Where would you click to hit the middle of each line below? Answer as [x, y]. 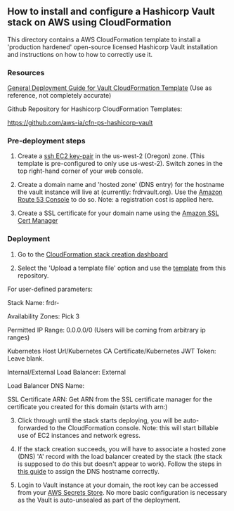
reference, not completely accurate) [59, 96]
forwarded [33, 427]
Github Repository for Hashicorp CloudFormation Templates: [95, 109]
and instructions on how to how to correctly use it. [80, 54]
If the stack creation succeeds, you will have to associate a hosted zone [122, 448]
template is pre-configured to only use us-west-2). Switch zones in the [120, 164]
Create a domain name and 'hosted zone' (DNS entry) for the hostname [121, 185]
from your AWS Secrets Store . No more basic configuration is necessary [122, 492]
